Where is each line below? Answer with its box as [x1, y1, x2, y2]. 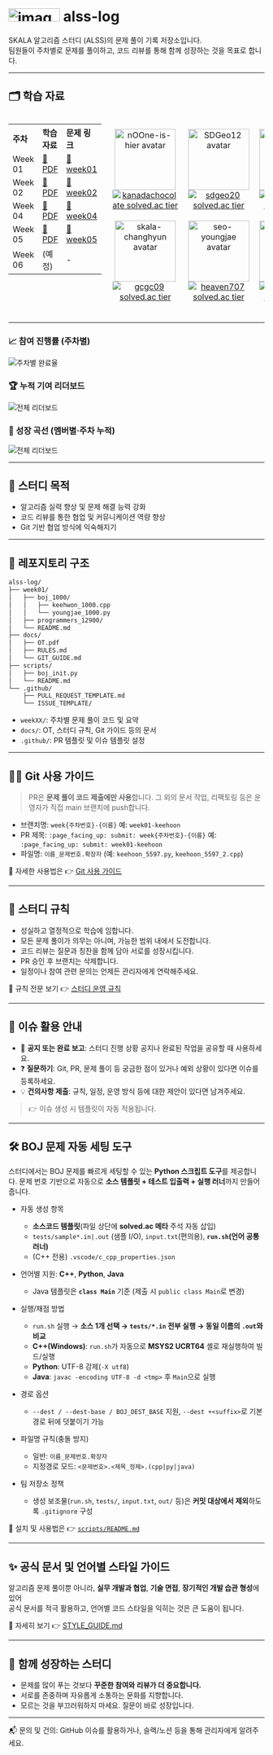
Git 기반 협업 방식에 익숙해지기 [19, 523, 117, 532]
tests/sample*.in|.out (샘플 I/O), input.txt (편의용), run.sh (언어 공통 [32, 1232, 260, 1241]
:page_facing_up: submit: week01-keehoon [19, 840, 162, 849]
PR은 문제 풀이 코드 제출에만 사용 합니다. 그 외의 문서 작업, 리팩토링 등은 [28, 792, 253, 802]
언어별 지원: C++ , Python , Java [19, 1269, 124, 1279]
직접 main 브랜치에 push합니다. [50, 802, 150, 812]
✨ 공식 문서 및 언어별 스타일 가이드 [8, 1560, 171, 1573]
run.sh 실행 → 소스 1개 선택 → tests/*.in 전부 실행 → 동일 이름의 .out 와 [32, 1321, 263, 1331]
